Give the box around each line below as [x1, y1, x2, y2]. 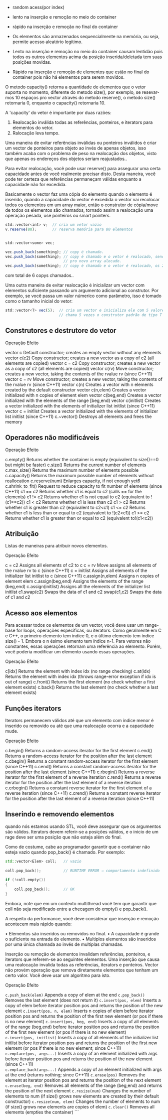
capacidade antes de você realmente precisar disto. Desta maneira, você [5, 171, 156, 177]
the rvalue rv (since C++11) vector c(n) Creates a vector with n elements [5, 381, 153, 387]
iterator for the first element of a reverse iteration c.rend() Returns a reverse [5, 774, 161, 780]
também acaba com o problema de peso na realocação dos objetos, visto [5, 151, 157, 156]
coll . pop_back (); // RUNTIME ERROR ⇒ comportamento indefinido [5, 868, 160, 873]
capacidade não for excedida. [5, 182, 66, 187]
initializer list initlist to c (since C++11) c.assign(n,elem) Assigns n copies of [5, 573, 159, 579]
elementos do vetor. [12, 125, 54, 130]
